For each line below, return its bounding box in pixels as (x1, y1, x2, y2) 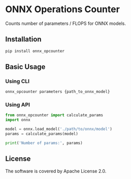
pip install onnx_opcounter (5, 48, 65, 54)
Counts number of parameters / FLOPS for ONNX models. (5, 20, 126, 26)
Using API (5, 101, 30, 109)
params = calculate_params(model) (5, 131, 79, 136)
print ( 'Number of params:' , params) (5, 140, 83, 146)
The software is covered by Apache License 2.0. (5, 168, 107, 174)
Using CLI (5, 78, 29, 85)
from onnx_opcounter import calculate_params (5, 113, 103, 118)
